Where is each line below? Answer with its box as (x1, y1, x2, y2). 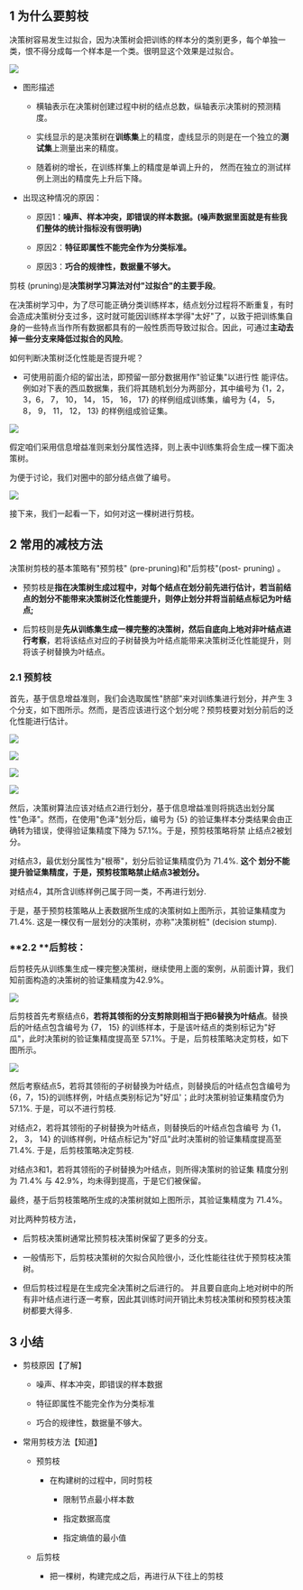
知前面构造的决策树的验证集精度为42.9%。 (9, 975, 169, 985)
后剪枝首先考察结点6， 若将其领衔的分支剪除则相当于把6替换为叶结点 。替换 (9, 1011, 289, 1021)
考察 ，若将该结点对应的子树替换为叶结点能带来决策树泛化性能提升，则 (30, 634, 291, 645)
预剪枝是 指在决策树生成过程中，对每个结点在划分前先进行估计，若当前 (22, 581, 284, 593)
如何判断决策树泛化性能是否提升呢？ (9, 352, 144, 363)
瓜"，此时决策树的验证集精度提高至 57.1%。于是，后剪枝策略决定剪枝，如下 (9, 1033, 289, 1044)
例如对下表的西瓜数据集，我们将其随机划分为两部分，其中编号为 (22, 383, 260, 393)
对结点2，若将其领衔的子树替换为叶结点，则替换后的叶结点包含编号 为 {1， (9, 1123, 287, 1133)
